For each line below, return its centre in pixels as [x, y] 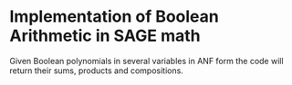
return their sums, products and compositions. [97, 71]
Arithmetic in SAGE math [105, 36]
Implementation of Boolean [114, 17]
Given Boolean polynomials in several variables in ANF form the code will [147, 61]
